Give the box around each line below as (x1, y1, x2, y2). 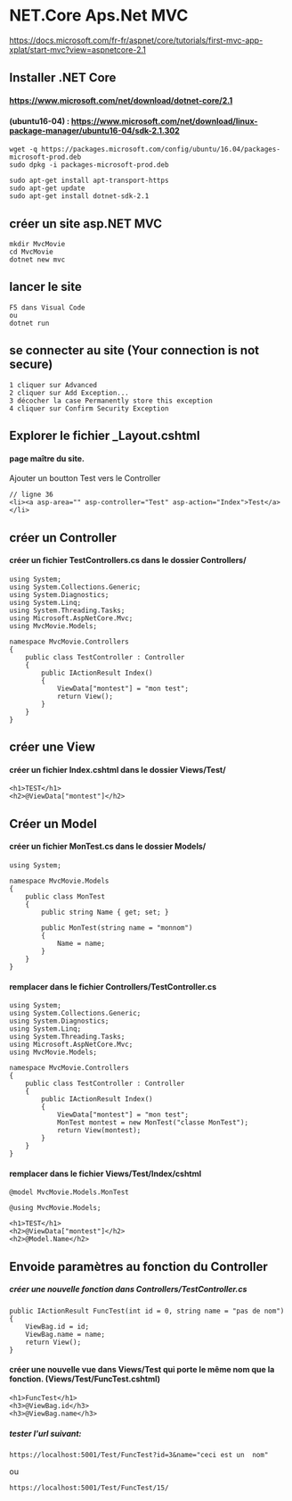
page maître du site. (9, 452, 85, 464)
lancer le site (9, 279, 82, 294)
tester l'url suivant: (9, 1428, 82, 1439)
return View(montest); (56, 1126, 142, 1135)
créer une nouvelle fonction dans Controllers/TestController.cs (9, 1284, 247, 1295)
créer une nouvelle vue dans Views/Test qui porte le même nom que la (9, 1364, 275, 1375)
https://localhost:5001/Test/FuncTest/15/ (9, 1483, 169, 1492)
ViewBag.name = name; (25, 1330, 105, 1339)
